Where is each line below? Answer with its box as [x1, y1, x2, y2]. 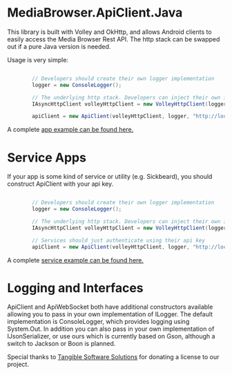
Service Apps [7, 150, 86, 165]
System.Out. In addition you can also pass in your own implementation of [7, 325, 215, 333]
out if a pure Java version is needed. [7, 42, 111, 50]
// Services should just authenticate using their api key [32, 237, 206, 244]
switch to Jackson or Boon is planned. [7, 340, 116, 348]
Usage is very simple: [7, 55, 69, 64]
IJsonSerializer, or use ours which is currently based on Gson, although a [7, 332, 215, 340]
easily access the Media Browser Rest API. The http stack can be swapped [7, 35, 220, 43]
